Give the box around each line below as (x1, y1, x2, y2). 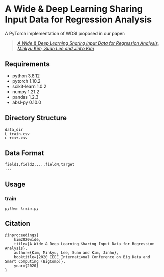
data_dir (5, 127, 23, 132)
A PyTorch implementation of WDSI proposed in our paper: (5, 30, 126, 36)
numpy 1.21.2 (12, 88, 40, 95)
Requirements (5, 60, 50, 68)
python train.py (5, 206, 39, 211)
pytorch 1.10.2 (12, 78, 41, 84)
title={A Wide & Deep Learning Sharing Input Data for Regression (14, 241, 155, 246)
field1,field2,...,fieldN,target (5, 162, 75, 167)
